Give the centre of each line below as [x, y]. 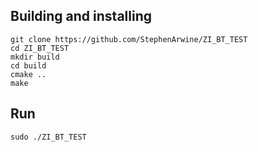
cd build [28, 65]
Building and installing [81, 16]
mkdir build [35, 57]
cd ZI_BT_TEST [40, 48]
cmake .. [28, 74]
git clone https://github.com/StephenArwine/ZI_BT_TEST [129, 39]
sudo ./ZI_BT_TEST [48, 137]
